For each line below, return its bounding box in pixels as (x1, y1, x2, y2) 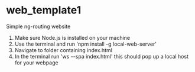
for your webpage (14, 59, 58, 66)
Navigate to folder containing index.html (14, 46, 112, 53)
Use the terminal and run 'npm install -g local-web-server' (14, 40, 157, 47)
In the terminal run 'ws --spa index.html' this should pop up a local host (14, 53, 189, 60)
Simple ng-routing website (6, 23, 71, 30)
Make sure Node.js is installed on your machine (14, 34, 131, 41)
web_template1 (6, 4, 82, 17)
